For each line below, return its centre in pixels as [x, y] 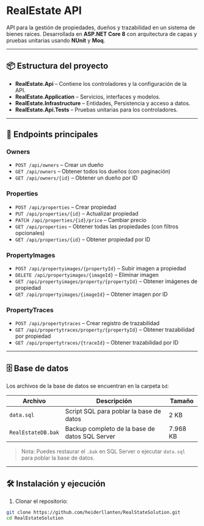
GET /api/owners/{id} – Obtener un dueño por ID [76, 178]
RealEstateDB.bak [34, 433]
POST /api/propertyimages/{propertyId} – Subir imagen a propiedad [100, 268]
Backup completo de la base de [110, 429]
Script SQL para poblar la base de [113, 412]
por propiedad [33, 336]
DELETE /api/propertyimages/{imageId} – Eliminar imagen [87, 275]
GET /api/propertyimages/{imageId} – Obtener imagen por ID [91, 294]
